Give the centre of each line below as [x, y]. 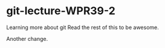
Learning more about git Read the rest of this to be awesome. [82, 27]
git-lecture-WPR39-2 [61, 11]
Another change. [27, 39]
